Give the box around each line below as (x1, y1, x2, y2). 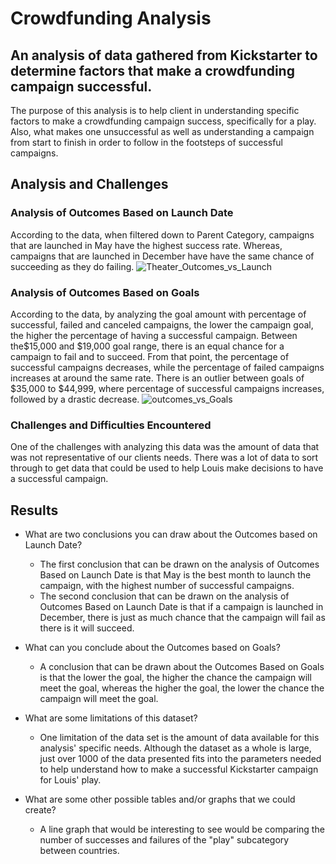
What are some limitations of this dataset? (24, 712, 198, 724)
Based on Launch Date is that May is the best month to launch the (39, 569, 312, 581)
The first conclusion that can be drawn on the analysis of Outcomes (39, 558, 320, 571)
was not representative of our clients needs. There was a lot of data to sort (10, 452, 319, 464)
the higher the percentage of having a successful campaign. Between (10, 329, 298, 341)
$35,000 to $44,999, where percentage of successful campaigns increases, (10, 382, 325, 394)
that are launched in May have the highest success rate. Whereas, (10, 239, 283, 251)
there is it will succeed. (39, 622, 135, 634)
